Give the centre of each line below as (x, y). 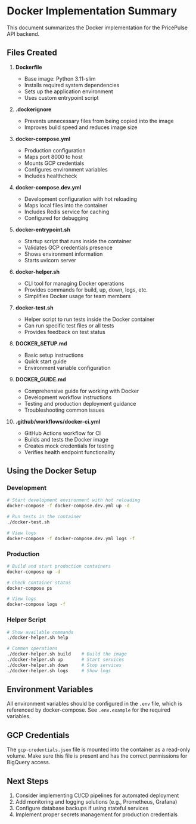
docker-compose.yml (43, 139)
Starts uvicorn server (50, 260)
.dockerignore (33, 109)
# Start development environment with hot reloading (74, 500)
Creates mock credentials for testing (69, 446)
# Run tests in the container (44, 517)
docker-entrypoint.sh (43, 229)
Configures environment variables (66, 169)
